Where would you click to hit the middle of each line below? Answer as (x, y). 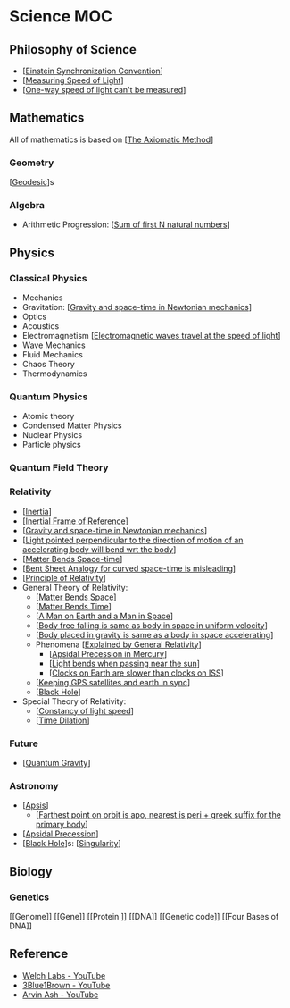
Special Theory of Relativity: (74, 701)
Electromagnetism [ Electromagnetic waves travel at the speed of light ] (151, 336)
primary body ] (62, 825)
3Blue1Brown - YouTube (66, 985)
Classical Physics (48, 278)
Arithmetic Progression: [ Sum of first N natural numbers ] (126, 224)
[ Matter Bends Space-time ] (72, 559)
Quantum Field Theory (59, 468)
